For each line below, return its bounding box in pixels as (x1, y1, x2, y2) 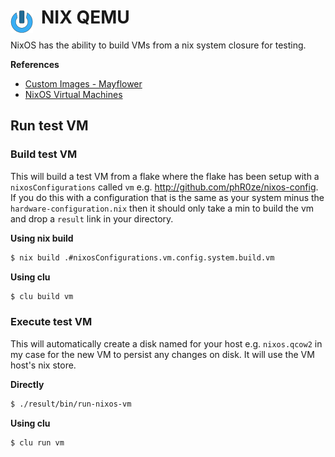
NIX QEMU (41, 6, 130, 29)
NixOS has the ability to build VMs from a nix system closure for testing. (10, 39, 307, 51)
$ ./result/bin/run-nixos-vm (10, 399, 132, 409)
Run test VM (10, 117, 89, 135)
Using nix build (10, 232, 74, 244)
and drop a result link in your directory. (10, 212, 174, 225)
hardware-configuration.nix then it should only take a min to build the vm (10, 202, 315, 214)
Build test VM (10, 147, 78, 161)
